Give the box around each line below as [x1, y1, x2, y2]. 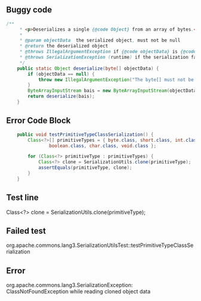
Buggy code [6, 5, 53, 15]
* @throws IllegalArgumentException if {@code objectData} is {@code [19, 49, 197, 55]
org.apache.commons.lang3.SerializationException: [6, 282, 133, 289]
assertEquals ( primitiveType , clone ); [38, 165, 133, 171]
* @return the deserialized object [19, 43, 109, 49]
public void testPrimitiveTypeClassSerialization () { [17, 132, 154, 138]
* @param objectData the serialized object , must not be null [19, 37, 181, 44]
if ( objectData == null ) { [28, 71, 95, 77]
